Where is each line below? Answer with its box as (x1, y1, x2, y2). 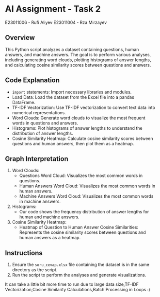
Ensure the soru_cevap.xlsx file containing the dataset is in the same (12, 262, 149, 268)
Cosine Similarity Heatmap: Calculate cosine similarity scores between (12, 135, 153, 141)
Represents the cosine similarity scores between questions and (19, 229, 146, 235)
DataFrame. (12, 99, 35, 105)
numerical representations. (12, 109, 66, 115)
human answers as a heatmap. (19, 235, 81, 241)
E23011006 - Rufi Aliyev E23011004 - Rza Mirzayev (5, 19, 107, 25)
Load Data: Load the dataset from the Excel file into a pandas (12, 94, 134, 100)
